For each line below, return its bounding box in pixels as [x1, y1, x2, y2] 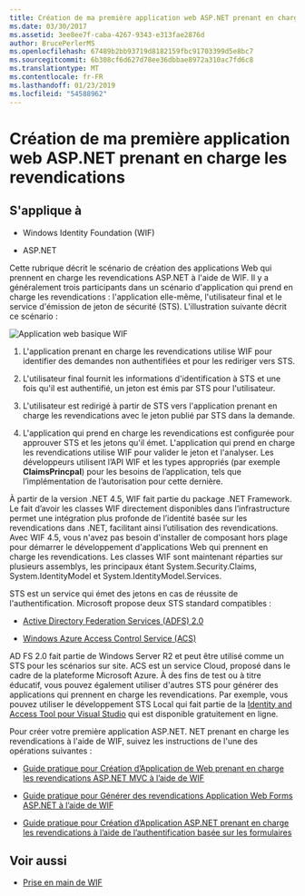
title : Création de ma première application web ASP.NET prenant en [9, 13, 274, 23]
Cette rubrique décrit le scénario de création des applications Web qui [9, 262, 272, 273]
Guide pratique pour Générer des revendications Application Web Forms [22, 790, 293, 801]
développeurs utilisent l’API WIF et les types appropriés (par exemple [22, 456, 280, 468]
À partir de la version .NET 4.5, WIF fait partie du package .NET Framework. [9, 493, 292, 504]
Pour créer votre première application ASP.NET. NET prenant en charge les [9, 725, 290, 736]
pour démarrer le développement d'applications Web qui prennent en [9, 541, 269, 552]
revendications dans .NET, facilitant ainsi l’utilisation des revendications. [9, 522, 279, 533]
